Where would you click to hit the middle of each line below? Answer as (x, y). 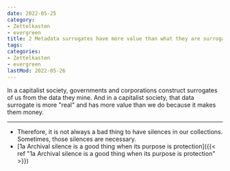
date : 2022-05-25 (32, 13)
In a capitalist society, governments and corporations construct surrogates (112, 90)
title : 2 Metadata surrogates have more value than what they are (104, 39)
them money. (26, 112)
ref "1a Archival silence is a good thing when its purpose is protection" (116, 153)
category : (21, 20)
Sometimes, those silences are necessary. (77, 139)
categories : (24, 52)
